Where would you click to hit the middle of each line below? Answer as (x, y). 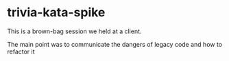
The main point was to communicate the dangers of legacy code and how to (115, 44)
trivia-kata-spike (56, 13)
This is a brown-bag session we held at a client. (74, 31)
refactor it (21, 52)
